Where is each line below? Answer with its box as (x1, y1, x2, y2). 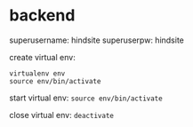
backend (9, 5, 76, 26)
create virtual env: (9, 52, 76, 62)
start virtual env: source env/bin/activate (9, 92, 163, 103)
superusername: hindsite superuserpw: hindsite (9, 35, 184, 45)
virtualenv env (9, 68, 66, 78)
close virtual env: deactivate (9, 109, 114, 120)
